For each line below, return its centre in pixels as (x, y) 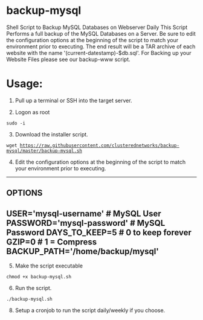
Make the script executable (49, 266)
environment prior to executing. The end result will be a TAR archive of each (101, 46)
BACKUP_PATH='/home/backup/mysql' (82, 251)
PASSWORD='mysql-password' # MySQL (86, 223)
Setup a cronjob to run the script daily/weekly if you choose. (90, 310)
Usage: (25, 84)
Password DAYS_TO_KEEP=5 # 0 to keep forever (99, 232)
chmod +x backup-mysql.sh (39, 277)
